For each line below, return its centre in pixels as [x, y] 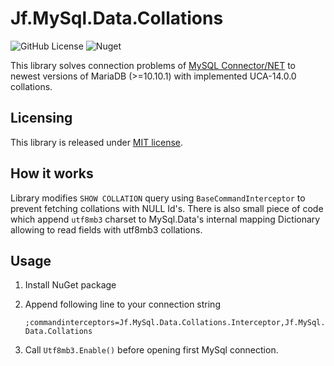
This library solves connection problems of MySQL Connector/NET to [153, 65]
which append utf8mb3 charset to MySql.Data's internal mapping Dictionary [165, 219]
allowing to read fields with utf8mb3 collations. [106, 229]
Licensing [41, 118]
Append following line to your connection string [122, 304]
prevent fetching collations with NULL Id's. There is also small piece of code [167, 208]
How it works [52, 173]
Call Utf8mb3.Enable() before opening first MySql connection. [151, 350]
